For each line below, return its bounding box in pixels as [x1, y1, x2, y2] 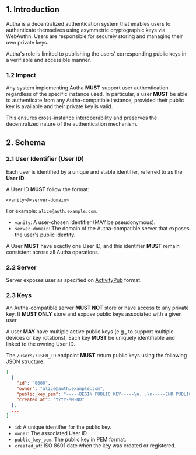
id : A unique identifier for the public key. [14, 423, 112, 430]
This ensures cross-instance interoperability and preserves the [6, 114, 157, 122]
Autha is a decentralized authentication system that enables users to [6, 20, 171, 27]
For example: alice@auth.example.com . [6, 207, 98, 214]
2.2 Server [6, 263, 37, 271]
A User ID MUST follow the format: [6, 185, 90, 192]
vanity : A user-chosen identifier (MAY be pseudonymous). [14, 219, 156, 226]
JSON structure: [6, 358, 45, 365]
